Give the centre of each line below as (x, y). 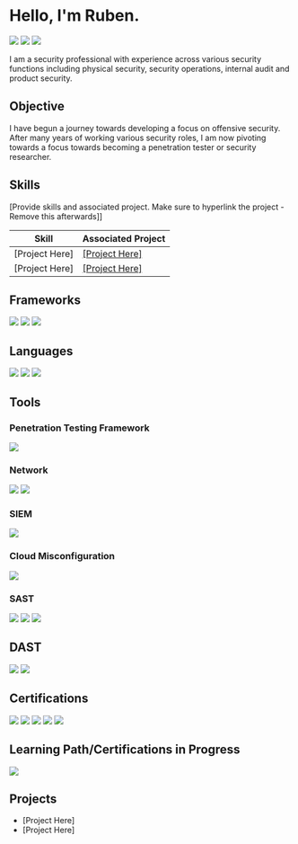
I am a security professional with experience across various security (136, 58)
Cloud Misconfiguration (62, 556)
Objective (37, 107)
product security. (41, 78)
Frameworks (45, 300)
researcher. (31, 156)
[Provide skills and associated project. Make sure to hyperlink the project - (147, 207)
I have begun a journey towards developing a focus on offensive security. (145, 128)
